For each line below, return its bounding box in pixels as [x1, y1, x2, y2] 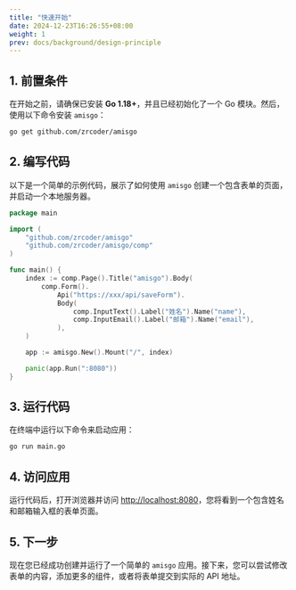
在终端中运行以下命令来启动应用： [9, 424, 135, 435]
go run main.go [9, 442, 66, 451]
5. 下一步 [9, 534, 58, 549]
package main [9, 209, 58, 217]
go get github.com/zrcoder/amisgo [9, 127, 138, 136]
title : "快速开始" [9, 12, 73, 22]
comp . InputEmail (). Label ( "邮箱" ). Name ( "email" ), [72, 315, 255, 324]
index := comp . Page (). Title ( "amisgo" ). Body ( [25, 274, 193, 283]
